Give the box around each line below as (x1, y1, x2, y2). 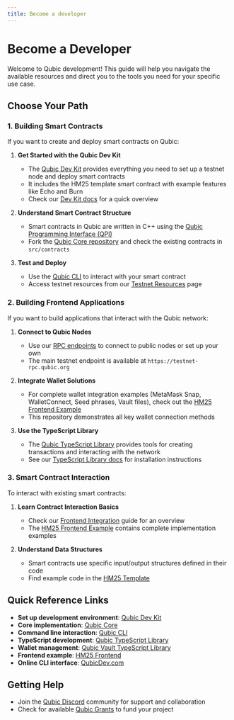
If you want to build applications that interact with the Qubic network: (7, 313, 209, 322)
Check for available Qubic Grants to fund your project (17, 705, 174, 714)
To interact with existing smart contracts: (7, 488, 127, 497)
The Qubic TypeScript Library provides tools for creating (28, 440, 193, 449)
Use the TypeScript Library (17, 426, 99, 434)
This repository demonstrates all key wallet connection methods (28, 412, 216, 421)
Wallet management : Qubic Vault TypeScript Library (17, 643, 171, 652)
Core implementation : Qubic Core (17, 621, 118, 629)
